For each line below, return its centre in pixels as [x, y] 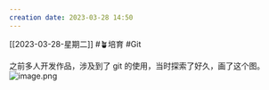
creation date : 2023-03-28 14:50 [71, 17]
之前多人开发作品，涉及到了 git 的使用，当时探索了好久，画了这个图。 [137, 65]
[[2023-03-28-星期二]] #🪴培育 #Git [75, 44]
